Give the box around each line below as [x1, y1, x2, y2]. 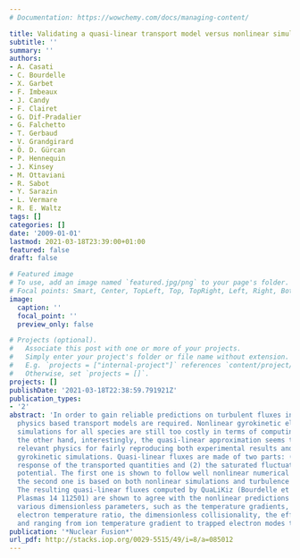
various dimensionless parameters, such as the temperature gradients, [17, 502, 290, 511]
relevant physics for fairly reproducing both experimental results [17, 444, 278, 452]
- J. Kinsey [9, 162, 54, 171]
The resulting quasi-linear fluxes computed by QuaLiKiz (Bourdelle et [17, 486, 290, 495]
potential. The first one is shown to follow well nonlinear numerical [17, 469, 290, 478]
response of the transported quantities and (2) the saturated [17, 461, 257, 469]
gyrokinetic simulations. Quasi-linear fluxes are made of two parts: [17, 452, 286, 461]
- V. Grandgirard [9, 138, 74, 147]
